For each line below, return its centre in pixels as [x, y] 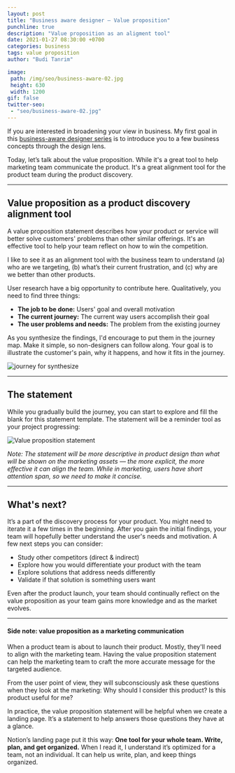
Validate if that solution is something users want [86, 580]
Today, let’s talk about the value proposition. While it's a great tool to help [113, 159]
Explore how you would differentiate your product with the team [109, 565]
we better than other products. [51, 274]
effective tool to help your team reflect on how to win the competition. [108, 246]
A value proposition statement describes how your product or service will [113, 231]
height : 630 [28, 85]
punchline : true [31, 27]
